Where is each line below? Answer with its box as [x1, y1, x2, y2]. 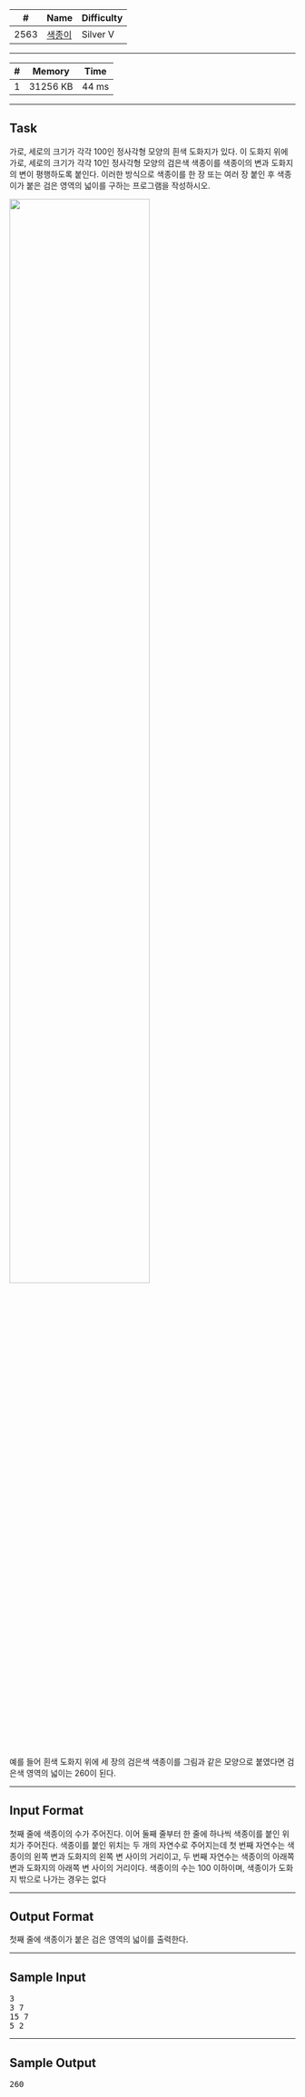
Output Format [9, 1909, 94, 1925]
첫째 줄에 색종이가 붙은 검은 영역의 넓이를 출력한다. [9, 1934, 189, 1945]
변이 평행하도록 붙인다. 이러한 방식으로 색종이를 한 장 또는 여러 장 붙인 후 [18, 168, 275, 180]
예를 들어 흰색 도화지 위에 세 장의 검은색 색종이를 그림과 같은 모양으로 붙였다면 [9, 1756, 286, 1767]
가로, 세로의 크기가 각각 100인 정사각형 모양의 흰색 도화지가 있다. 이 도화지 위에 [9, 145, 289, 157]
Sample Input [9, 1969, 86, 1984]
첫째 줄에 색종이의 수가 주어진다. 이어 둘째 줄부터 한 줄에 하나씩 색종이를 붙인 [9, 1828, 280, 1839]
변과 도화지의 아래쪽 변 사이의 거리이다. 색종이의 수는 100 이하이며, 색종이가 [9, 1862, 277, 1873]
